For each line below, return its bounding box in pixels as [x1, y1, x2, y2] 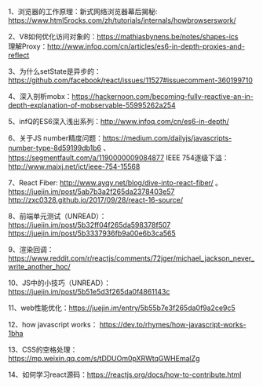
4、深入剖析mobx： [8, 92, 72, 100]
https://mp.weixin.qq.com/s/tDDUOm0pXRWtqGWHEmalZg [8, 354, 200, 363]
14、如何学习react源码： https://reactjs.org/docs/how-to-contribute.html [8, 370, 242, 379]
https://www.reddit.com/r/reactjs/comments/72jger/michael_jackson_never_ [8, 254, 255, 263]
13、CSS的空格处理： [8, 345, 78, 354]
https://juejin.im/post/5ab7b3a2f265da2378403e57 [8, 187, 175, 196]
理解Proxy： [8, 42, 48, 51]
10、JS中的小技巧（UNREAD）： [8, 278, 111, 287]
